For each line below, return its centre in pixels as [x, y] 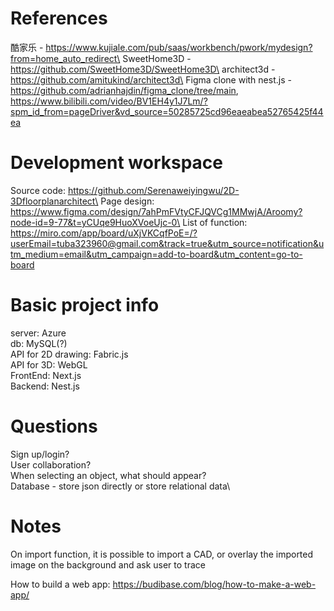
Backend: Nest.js [45, 386]
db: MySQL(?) [39, 343]
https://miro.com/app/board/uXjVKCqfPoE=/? [104, 233]
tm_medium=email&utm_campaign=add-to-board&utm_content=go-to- [156, 254]
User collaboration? [51, 464]
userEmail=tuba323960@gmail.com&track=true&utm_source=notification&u [167, 243]
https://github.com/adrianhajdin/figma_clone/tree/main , [124, 90]
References [59, 18]
